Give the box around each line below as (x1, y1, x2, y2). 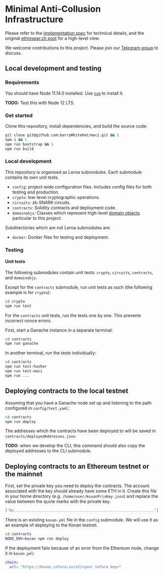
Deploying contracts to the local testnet (5, 387, 129, 395)
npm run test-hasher (5, 364, 47, 369)
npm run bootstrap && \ (5, 141, 54, 147)
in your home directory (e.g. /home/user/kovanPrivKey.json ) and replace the (5, 493, 158, 499)
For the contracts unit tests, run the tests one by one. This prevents (5, 312, 141, 318)
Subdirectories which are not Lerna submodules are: (5, 224, 111, 230)
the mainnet (5, 470, 43, 478)
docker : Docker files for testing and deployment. (12, 234, 109, 240)
